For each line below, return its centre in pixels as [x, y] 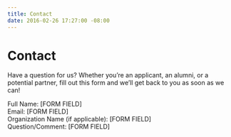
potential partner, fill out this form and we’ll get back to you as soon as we [116, 83]
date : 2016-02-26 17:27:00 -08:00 [59, 21]
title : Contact [30, 14]
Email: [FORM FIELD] [38, 111]
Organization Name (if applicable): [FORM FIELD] [79, 119]
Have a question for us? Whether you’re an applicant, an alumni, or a [108, 75]
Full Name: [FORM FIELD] [45, 104]
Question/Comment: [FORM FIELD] [59, 127]
